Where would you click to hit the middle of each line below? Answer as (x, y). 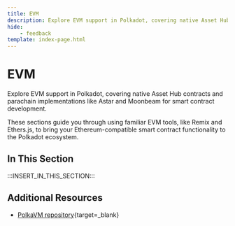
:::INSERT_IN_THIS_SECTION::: (51, 176)
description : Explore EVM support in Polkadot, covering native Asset (112, 20)
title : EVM (23, 14)
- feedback (36, 33)
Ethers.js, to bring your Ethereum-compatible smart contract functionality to (116, 129)
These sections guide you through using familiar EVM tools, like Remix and (115, 122)
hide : (15, 27)
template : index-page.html (47, 40)
